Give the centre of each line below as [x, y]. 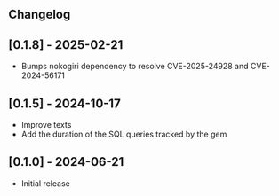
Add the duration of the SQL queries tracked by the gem [124, 134]
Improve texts [46, 125]
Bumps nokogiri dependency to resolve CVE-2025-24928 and [135, 67]
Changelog [40, 15]
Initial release [45, 183]
